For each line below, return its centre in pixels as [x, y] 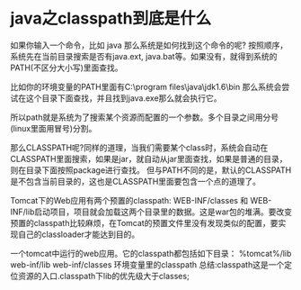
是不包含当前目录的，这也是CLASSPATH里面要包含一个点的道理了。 [136, 181]
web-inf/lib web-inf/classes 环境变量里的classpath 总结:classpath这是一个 [147, 264]
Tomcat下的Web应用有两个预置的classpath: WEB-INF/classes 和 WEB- [141, 200]
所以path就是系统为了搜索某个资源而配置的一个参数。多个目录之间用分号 [145, 117]
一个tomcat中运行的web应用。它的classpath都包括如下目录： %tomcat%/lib [151, 253]
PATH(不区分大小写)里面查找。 [67, 68]
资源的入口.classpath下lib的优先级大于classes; [103, 276]
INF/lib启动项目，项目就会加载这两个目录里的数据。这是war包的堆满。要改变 [151, 212]
